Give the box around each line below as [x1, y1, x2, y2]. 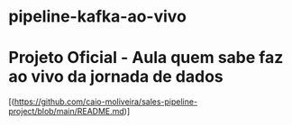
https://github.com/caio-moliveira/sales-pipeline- [14, 96, 198, 107]
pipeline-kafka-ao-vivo [8, 6, 187, 27]
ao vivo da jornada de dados [8, 67, 224, 87]
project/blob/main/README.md [8, 106, 125, 117]
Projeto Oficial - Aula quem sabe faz [8, 48, 284, 68]
